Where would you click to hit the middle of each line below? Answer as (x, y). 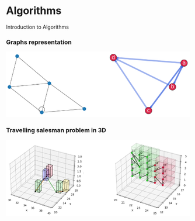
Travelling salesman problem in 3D (56, 130)
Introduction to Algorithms (37, 27)
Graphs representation (39, 42)
